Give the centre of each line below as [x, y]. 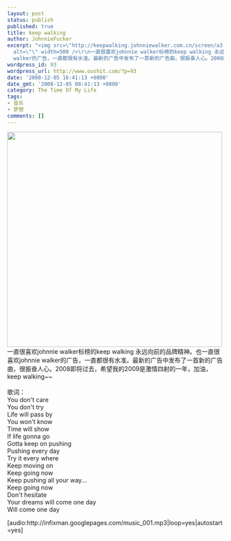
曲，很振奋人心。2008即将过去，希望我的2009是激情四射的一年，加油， [109, 368]
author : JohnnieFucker [40, 39]
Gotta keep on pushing [40, 443]
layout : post [26, 13]
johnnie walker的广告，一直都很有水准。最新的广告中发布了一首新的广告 [121, 360]
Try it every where [33, 458]
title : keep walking [37, 33]
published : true [30, 26]
